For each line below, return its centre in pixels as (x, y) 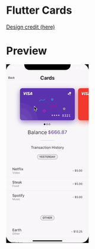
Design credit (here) (31, 27)
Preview (27, 51)
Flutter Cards (39, 10)
